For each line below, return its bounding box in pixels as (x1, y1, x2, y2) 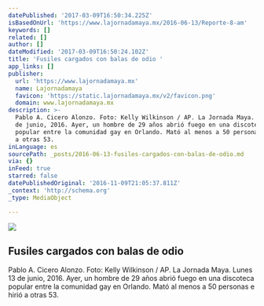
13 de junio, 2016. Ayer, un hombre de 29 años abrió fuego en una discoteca (8, 274, 255, 283)
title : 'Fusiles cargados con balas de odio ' (8, 56, 163, 64)
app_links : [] (8, 63, 55, 71)
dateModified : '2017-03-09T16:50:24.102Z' (8, 48, 149, 56)
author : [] (8, 41, 44, 49)
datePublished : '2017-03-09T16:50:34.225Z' (8, 11, 153, 20)
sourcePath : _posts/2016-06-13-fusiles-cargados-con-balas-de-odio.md (8, 150, 244, 158)
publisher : (8, 70, 44, 78)
